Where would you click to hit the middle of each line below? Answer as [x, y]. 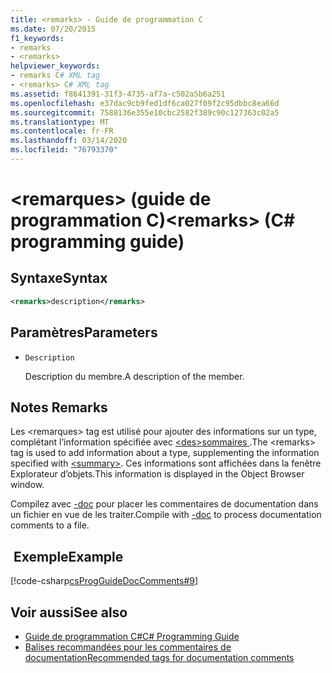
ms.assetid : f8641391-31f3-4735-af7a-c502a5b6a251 [118, 94]
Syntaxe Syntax [59, 278]
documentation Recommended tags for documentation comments [159, 657]
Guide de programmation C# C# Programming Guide [132, 636]
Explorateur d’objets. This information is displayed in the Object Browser [157, 474]
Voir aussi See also [69, 612]
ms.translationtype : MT [60, 122]
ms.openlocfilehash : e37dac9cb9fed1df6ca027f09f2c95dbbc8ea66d [145, 103]
